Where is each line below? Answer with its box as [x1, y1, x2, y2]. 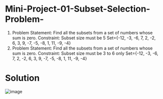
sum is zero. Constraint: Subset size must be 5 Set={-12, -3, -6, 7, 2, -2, [12, 35, 156, 41]
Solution [5, 73, 40, 83]
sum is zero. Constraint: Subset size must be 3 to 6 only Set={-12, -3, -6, [12, 50, 159, 56]
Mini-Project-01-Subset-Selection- [5, 3, 150, 15]
